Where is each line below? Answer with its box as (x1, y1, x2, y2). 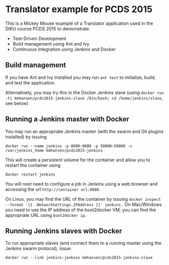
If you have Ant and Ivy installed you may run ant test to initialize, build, (5, 74, 156, 80)
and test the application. (5, 79, 56, 85)
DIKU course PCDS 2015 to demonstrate (5, 25, 90, 31)
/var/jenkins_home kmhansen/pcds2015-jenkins (5, 148, 103, 153)
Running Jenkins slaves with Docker (5, 227, 122, 235)
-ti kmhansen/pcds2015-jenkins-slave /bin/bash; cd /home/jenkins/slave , (5, 95, 163, 101)
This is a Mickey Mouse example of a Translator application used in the (5, 20, 153, 26)
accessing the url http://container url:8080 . (5, 186, 101, 192)
